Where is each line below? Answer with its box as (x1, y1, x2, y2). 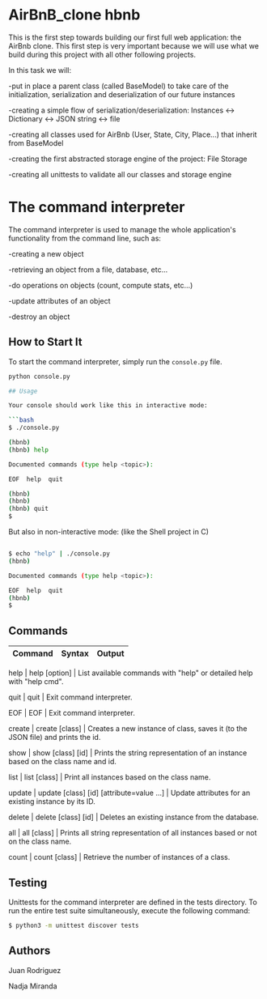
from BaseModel (8, 138, 64, 147)
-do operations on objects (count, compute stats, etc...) (8, 280, 193, 290)
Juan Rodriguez (8, 965, 61, 975)
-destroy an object (8, 312, 70, 321)
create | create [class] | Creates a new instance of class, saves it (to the (8, 724, 248, 733)
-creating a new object (8, 249, 84, 258)
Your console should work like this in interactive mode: (8, 402, 208, 410)
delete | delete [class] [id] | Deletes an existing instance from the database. (8, 812, 259, 823)
